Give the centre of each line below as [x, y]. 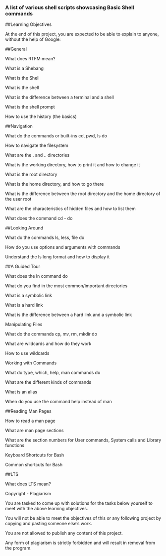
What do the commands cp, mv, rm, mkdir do [51, 334]
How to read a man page [30, 421]
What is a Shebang [24, 68]
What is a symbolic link [28, 296]
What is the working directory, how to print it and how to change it [73, 165]
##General [16, 49]
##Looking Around [24, 228]
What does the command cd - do [39, 219]
